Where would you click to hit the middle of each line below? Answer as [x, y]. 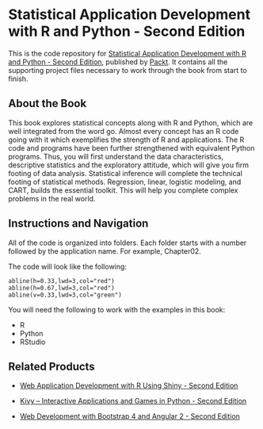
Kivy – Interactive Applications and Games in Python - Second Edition [133, 401]
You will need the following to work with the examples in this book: [117, 309]
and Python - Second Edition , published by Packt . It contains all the [118, 62]
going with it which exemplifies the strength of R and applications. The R [126, 140]
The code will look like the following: [67, 266]
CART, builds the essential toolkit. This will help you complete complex [124, 190]
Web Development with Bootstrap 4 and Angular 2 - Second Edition [130, 416]
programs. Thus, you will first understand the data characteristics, [116, 156]
